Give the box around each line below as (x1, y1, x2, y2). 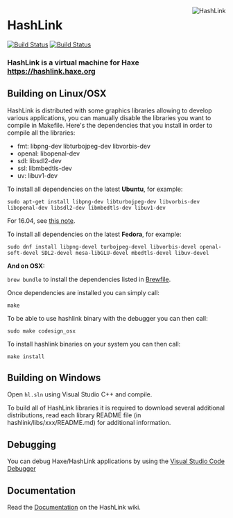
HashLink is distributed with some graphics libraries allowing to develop (7, 106, 213, 115)
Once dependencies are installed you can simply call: (7, 288, 159, 296)
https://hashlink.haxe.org (7, 66, 96, 76)
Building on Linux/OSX (7, 87, 107, 100)
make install (7, 353, 45, 360)
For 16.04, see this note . (7, 216, 76, 225)
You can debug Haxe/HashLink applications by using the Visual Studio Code (7, 457, 225, 465)
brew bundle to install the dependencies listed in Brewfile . (7, 275, 171, 283)
